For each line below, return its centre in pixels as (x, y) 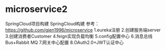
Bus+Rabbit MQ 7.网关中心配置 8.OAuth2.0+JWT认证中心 (65, 42)
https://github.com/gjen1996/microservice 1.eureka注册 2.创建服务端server (83, 30)
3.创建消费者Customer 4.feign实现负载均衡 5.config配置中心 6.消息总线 (79, 36)
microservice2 (36, 9)
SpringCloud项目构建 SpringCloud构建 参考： (52, 23)
